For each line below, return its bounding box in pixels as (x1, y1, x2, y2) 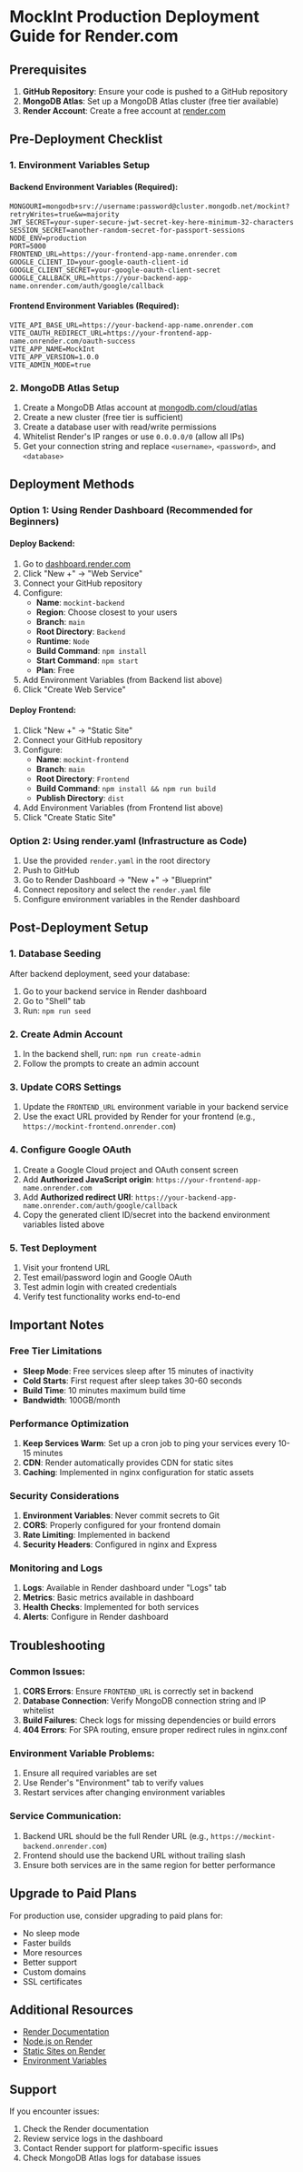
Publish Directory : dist (35, 792, 125, 803)
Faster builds (22, 1937, 72, 1948)
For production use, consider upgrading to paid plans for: (9, 1910, 224, 1921)
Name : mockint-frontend (35, 753, 130, 765)
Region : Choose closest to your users (35, 607, 178, 618)
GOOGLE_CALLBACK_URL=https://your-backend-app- (9, 273, 193, 283)
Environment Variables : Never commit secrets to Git (22, 1510, 220, 1521)
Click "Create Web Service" (22, 684, 127, 695)
